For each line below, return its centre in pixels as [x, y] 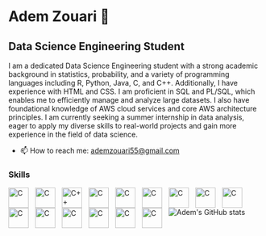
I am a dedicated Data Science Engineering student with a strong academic [133, 65]
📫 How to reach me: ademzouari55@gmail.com [100, 150]
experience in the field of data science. [73, 134]
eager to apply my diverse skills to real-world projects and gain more [123, 126]
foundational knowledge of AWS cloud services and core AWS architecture [133, 109]
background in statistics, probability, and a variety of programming [119, 74]
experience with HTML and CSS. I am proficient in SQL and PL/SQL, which [132, 91]
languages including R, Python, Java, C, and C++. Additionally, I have [123, 83]
